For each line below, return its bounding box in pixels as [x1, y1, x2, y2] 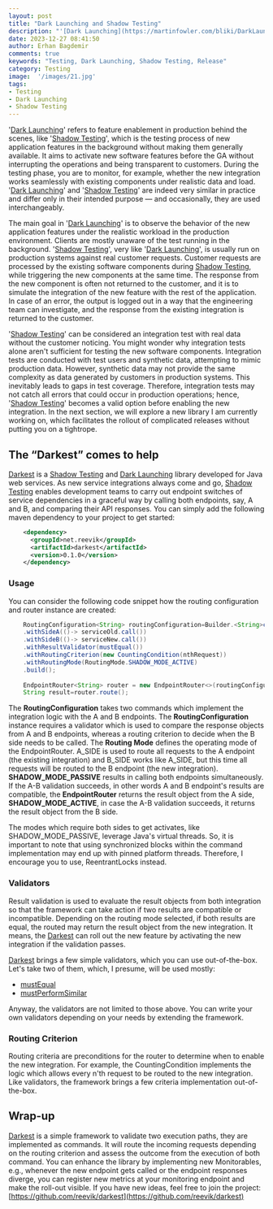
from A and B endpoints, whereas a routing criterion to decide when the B [8, 729, 255, 739]
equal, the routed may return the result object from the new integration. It [8, 922, 253, 932]
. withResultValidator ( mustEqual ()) [23, 643, 144, 651]
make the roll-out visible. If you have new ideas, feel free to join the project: [8, 1182, 262, 1192]
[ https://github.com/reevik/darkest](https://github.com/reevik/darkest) [8, 1191, 245, 1201]
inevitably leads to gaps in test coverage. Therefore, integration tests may [8, 381, 255, 391]
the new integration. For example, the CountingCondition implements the [8, 1059, 252, 1069]
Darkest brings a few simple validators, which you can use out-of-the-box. [8, 955, 258, 964]
